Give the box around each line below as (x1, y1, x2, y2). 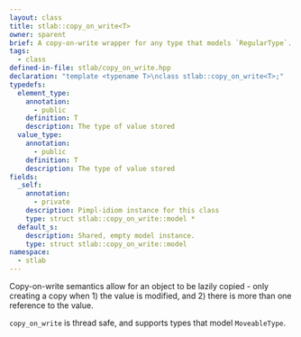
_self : (17, 181, 42, 190)
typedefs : (9, 80, 47, 89)
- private (32, 197, 70, 207)
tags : (9, 47, 30, 56)
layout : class (9, 13, 63, 23)
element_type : (17, 88, 70, 97)
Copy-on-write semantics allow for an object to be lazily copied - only (9, 281, 269, 291)
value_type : (17, 131, 63, 140)
